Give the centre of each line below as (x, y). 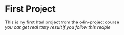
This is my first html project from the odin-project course (62, 22)
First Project (31, 9)
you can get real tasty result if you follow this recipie (58, 27)
